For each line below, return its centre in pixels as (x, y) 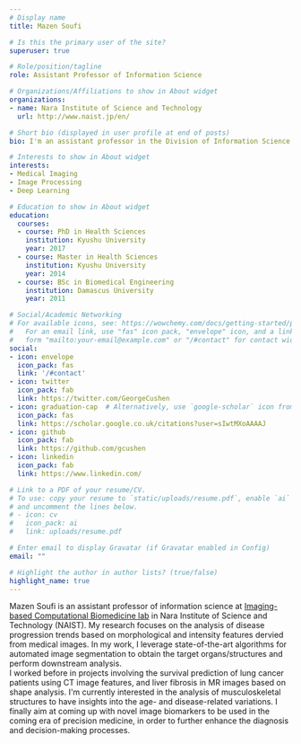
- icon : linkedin (42, 457)
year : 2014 (46, 274)
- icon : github (38, 432)
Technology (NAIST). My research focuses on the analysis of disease (137, 625)
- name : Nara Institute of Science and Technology (106, 108)
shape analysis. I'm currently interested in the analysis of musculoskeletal (145, 692)
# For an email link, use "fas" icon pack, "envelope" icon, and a (142, 332)
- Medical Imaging (43, 174)
